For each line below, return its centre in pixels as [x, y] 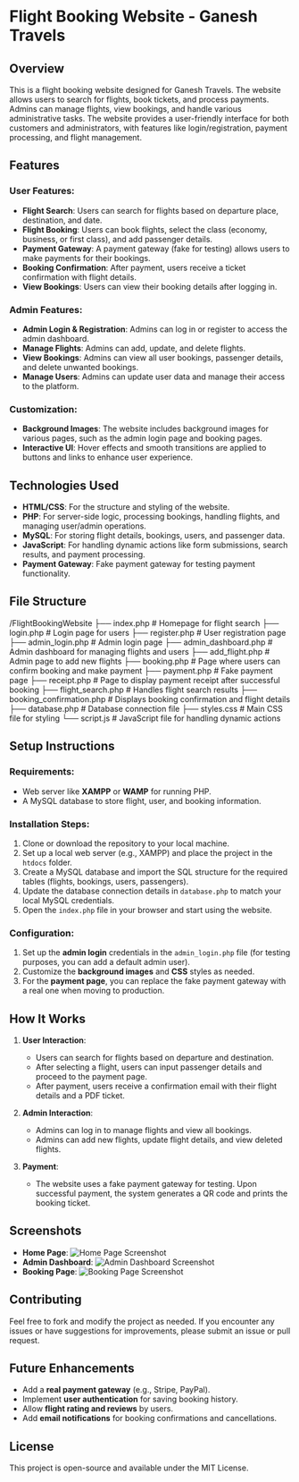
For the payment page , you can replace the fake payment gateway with [154, 981]
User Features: [42, 191]
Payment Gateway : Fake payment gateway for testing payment [139, 564]
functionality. [46, 573]
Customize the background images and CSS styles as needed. [138, 971]
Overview [37, 68]
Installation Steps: [50, 824]
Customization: [43, 409]
